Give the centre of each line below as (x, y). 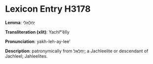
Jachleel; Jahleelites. (26, 56)
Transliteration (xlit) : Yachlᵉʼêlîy (37, 32)
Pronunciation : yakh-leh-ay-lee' (38, 41)
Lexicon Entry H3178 (48, 9)
